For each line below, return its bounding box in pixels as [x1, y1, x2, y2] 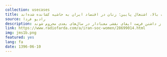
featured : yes [5, 35, 35, 40]
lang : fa [5, 40, 23, 45]
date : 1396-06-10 [5, 44, 41, 49]
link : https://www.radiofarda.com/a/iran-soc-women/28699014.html [5, 26, 146, 31]
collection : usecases [5, 7, 50, 12]
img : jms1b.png [5, 30, 37, 35]
